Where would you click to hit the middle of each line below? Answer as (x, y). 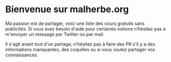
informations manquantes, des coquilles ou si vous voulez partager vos (80, 49)
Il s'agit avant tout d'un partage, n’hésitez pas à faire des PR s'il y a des (80, 44)
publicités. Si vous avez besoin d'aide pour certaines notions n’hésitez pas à (86, 28)
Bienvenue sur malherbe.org (67, 9)
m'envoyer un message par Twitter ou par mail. (55, 34)
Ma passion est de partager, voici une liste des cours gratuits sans (75, 23)
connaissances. (22, 55)
